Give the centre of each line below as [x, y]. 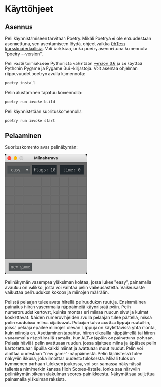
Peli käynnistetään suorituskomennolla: [44, 111]
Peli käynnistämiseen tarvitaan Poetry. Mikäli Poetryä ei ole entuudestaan [78, 38]
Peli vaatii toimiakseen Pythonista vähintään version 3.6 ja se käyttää [73, 63]
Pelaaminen [23, 136]
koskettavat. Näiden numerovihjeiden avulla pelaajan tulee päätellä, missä [79, 317]
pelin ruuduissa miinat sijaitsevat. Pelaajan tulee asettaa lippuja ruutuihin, [78, 322]
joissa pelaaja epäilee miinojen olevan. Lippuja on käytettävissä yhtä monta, [80, 328]
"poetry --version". [24, 54]
